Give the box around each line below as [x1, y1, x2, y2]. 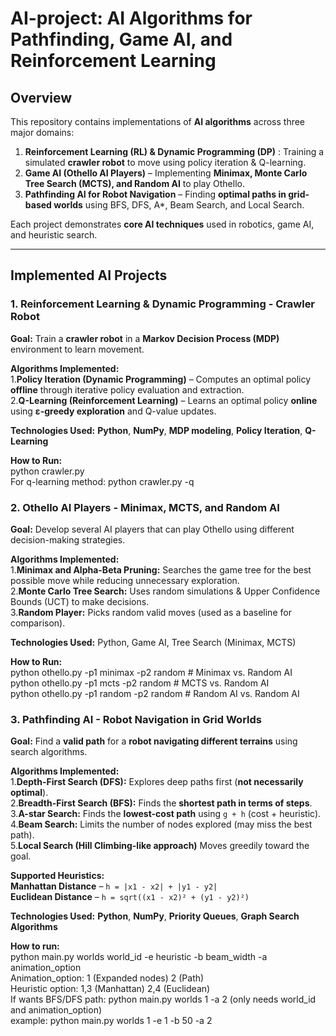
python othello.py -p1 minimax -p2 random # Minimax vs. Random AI [10, 666, 293, 678]
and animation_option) [10, 1004, 103, 1016]
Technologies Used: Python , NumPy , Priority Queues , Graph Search [10, 910, 300, 922]
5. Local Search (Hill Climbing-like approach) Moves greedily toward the [10, 840, 310, 852]
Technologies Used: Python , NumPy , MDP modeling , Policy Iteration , [10, 424, 303, 436]
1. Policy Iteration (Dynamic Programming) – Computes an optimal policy [10, 373, 312, 385]
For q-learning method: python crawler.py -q [10, 475, 195, 487]
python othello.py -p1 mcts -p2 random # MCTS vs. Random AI [10, 677, 270, 689]
